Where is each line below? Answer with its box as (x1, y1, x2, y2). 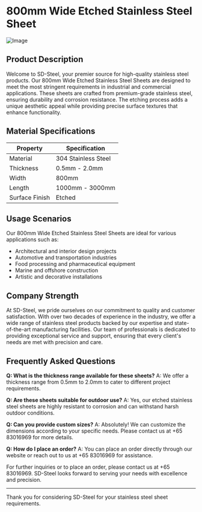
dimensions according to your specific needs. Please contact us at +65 (6, 427, 183, 434)
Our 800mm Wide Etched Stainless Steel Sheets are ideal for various (6, 230, 176, 237)
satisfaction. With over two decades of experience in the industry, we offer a (6, 313, 196, 320)
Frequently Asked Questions (6, 356, 116, 366)
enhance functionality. (6, 108, 62, 116)
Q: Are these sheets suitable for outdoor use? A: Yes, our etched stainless (6, 396, 193, 404)
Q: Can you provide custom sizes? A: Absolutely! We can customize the (6, 421, 186, 428)
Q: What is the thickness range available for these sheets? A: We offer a (6, 372, 189, 379)
